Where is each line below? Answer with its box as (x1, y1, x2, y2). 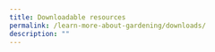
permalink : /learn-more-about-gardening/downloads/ (9, 21, 206, 30)
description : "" (9, 29, 70, 38)
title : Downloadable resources (9, 12, 126, 22)
